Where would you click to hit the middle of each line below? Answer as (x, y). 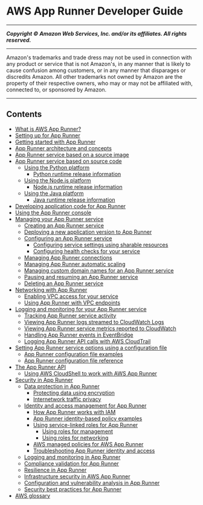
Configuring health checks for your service (86, 251)
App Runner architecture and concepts (63, 148)
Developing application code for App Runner (70, 206)
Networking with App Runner (51, 289)
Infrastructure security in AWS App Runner (77, 476)
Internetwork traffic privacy (67, 399)
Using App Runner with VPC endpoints (72, 302)
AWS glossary (32, 495)
